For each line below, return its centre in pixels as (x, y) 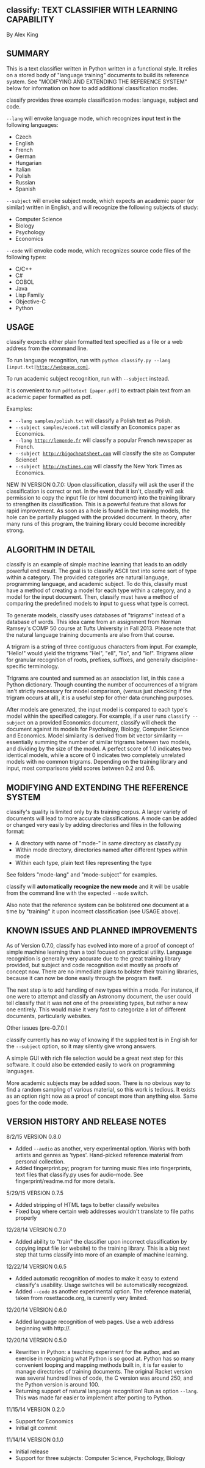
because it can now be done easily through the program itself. (85, 978)
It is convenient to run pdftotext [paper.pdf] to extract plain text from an (99, 390)
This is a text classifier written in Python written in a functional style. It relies (102, 68)
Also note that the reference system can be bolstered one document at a (98, 905)
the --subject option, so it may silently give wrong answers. (81, 1046)
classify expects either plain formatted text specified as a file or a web (95, 342)
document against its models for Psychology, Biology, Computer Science (98, 729)
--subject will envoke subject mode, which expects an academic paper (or (100, 200)
